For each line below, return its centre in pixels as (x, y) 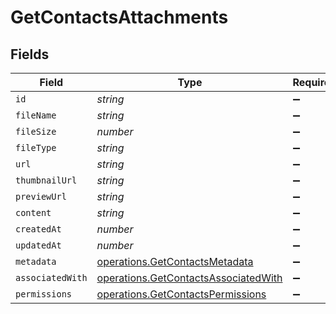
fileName (36, 115)
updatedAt (38, 245)
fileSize (36, 131)
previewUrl (41, 196)
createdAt (38, 229)
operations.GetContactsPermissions (181, 294)
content (33, 212)
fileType (36, 147)
